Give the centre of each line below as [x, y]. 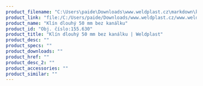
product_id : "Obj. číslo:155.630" [49, 29]
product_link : [24, 18]
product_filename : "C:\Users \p [45, 12]
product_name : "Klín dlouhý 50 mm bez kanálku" [67, 23]
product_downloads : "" [34, 51]
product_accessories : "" [37, 68]
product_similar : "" [32, 74]
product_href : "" [28, 57]
